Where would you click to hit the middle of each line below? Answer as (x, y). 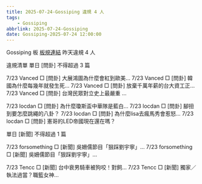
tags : (13, 18)
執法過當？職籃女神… (33, 175)
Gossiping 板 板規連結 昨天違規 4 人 (51, 53)
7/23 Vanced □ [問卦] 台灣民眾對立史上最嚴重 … (66, 93)
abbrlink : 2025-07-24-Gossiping (47, 29)
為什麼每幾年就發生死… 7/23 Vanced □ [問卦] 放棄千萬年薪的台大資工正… (103, 86)
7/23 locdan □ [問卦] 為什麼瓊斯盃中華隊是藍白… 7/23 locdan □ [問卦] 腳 (98, 106)
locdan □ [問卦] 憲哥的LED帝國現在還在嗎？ (61, 121)
